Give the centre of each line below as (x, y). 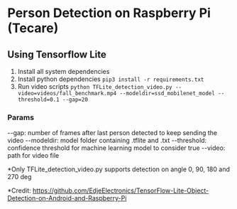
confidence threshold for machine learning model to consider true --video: (116, 148)
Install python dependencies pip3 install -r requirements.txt (111, 79)
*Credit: (20, 191)
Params (21, 117)
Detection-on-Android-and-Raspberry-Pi (67, 198)
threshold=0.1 (38, 100)
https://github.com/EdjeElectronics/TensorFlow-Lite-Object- (121, 191)
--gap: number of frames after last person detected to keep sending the (112, 133)
